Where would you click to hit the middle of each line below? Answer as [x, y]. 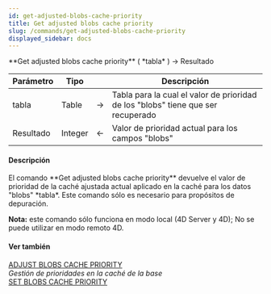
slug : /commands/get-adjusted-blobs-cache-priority [97, 31]
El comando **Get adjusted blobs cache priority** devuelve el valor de [127, 178]
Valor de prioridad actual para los [175, 128]
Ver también [29, 246]
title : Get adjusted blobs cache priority [81, 23]
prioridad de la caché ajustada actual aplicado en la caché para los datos [130, 187]
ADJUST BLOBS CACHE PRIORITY [65, 264]
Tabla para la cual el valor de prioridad [184, 95]
